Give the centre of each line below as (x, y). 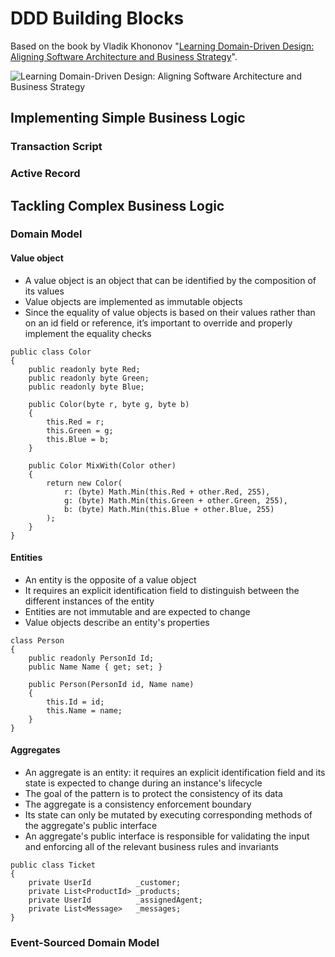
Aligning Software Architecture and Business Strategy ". (124, 56)
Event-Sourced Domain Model (85, 943)
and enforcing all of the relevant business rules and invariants (151, 847)
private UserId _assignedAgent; (115, 900)
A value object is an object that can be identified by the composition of (170, 280)
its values (44, 291)
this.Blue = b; (78, 439)
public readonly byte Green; (89, 378)
